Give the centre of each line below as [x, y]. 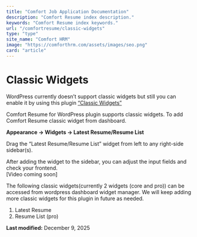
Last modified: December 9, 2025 [48, 227]
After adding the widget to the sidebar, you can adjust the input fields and [96, 161]
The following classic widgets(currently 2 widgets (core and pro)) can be [96, 186]
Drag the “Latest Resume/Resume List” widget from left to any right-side [95, 144]
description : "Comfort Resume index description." [70, 17]
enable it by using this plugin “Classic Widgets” [64, 102]
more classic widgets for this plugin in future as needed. [75, 198]
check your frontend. [32, 168]
